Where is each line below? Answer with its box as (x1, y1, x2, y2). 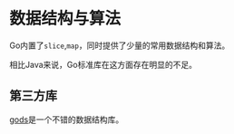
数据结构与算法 (9, 8, 122, 29)
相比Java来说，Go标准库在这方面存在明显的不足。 (9, 59, 198, 70)
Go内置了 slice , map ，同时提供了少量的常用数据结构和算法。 (9, 40, 230, 51)
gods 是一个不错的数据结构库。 (9, 114, 124, 125)
